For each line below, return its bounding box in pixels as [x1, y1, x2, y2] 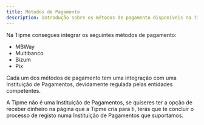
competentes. [6, 87, 41, 94]
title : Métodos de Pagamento [6, 8, 80, 15]
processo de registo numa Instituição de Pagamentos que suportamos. [6, 112, 184, 119]
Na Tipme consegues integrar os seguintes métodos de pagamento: [6, 31, 177, 38]
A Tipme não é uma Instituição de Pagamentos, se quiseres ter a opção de [6, 98, 193, 106]
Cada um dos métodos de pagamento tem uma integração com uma [6, 74, 177, 81]
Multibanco [15, 49, 44, 56]
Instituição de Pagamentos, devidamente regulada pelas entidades [6, 80, 173, 88]
